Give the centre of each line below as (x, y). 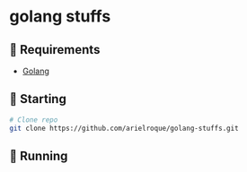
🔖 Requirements (55, 50)
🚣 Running (39, 155)
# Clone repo (34, 120)
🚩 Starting (38, 99)
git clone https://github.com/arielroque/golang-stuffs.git (124, 128)
